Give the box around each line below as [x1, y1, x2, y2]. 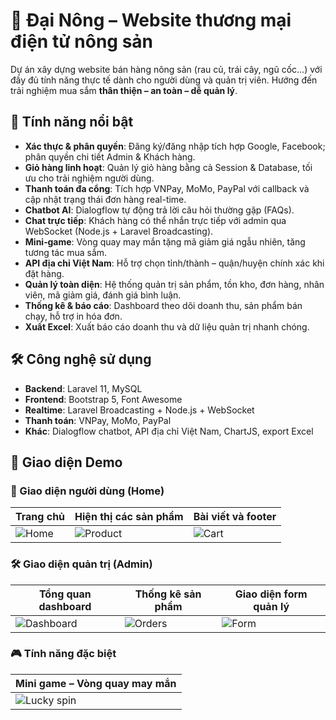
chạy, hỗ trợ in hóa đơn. [24, 310, 123, 322]
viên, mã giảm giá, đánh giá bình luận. [24, 289, 182, 301]
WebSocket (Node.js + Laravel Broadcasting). [24, 225, 214, 237]
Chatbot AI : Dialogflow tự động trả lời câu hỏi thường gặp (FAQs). [24, 204, 295, 216]
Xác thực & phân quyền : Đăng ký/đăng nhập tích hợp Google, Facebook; [24, 140, 326, 152]
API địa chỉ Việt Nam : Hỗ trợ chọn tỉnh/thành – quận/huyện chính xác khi [24, 257, 325, 269]
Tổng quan [38, 587, 92, 601]
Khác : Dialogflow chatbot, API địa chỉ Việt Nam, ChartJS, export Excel [24, 425, 314, 437]
